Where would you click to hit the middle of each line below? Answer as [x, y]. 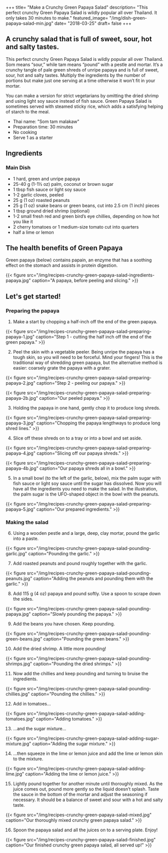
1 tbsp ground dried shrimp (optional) [51, 210]
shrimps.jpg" [19, 664]
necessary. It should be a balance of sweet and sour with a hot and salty [88, 800]
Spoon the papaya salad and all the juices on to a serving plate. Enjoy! [85, 830]
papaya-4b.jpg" [22, 468]
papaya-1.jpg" [20, 337]
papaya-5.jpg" [21, 509]
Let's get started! [33, 296]
